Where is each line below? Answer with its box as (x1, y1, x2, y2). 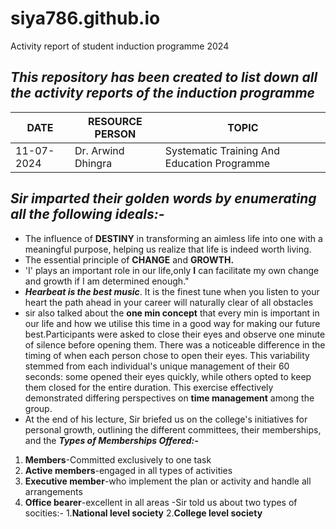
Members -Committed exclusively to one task (24, 453, 212, 466)
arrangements (24, 485, 83, 497)
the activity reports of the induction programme (10, 85, 316, 102)
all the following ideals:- (10, 206, 165, 223)
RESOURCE (88, 114, 143, 128)
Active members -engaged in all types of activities (24, 464, 233, 476)
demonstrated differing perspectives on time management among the (24, 392, 315, 404)
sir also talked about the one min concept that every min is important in (24, 307, 320, 319)
